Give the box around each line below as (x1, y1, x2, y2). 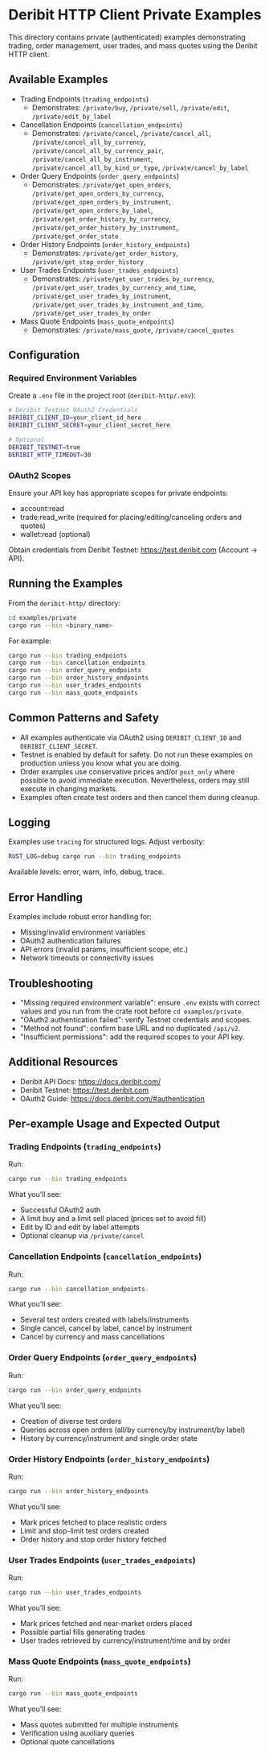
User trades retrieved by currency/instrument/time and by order (19, 1636, 231, 1645)
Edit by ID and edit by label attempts (19, 1222, 141, 1232)
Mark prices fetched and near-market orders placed (19, 1618, 193, 1628)
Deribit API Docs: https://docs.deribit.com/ (19, 1076, 161, 1086)
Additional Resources (8, 1055, 118, 1069)
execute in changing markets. (19, 783, 118, 794)
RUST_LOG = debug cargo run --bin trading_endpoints (8, 852, 181, 860)
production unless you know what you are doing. (19, 758, 182, 768)
